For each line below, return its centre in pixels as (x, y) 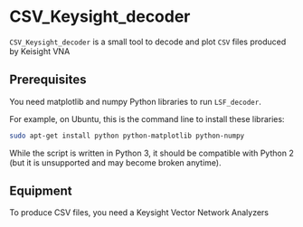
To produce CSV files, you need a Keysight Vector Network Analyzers (139, 213)
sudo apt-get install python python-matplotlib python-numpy (127, 136)
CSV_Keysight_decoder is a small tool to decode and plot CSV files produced (148, 42)
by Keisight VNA (40, 51)
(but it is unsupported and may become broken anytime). (115, 162)
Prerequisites (48, 80)
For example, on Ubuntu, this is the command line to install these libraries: (147, 118)
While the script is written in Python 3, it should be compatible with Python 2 (151, 153)
